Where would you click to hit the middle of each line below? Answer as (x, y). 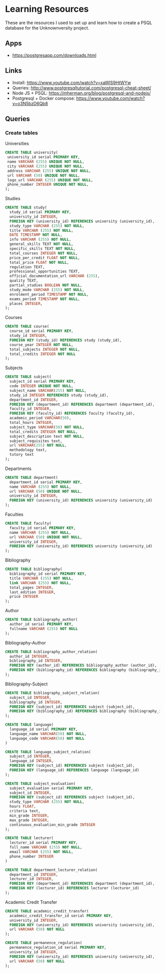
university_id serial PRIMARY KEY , (43, 157)
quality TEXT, (24, 281)
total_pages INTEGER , (32, 588)
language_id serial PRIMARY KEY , (44, 729)
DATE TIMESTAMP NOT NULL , (36, 235)
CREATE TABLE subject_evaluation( (41, 783)
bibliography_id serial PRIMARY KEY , (48, 574)
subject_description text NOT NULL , (47, 436)
